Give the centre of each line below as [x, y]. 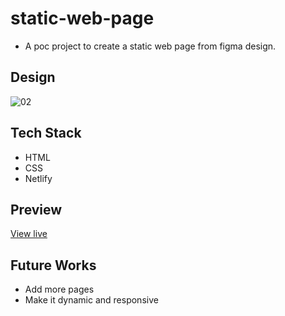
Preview [36, 209]
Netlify [38, 178]
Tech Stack [46, 133]
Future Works [53, 265]
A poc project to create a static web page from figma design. [150, 46]
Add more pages [59, 289]
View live [29, 234]
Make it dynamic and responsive [91, 300]
